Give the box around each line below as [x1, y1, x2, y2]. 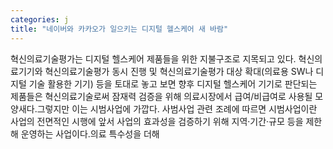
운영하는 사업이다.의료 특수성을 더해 [20, 127, 160, 140]
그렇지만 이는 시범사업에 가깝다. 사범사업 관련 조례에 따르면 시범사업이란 [36, 102, 318, 115]
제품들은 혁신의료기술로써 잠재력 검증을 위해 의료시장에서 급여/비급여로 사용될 [10, 90, 313, 102]
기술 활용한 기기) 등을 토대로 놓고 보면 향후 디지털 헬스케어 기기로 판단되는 [28, 77, 318, 90]
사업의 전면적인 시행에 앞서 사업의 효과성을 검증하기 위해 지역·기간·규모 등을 [10, 115, 304, 127]
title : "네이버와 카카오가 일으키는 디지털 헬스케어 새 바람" [10, 24, 229, 34]
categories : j [10, 14, 70, 25]
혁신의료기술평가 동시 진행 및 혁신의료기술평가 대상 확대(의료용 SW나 [44, 65, 314, 77]
